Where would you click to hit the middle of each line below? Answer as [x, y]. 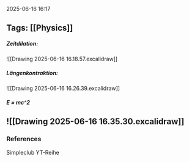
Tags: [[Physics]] [40, 28]
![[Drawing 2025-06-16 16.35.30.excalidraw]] [95, 122]
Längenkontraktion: [32, 73]
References [24, 139]
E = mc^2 [18, 102]
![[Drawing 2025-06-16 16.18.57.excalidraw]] [62, 59]
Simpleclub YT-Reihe [33, 152]
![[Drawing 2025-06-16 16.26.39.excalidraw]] [63, 89]
